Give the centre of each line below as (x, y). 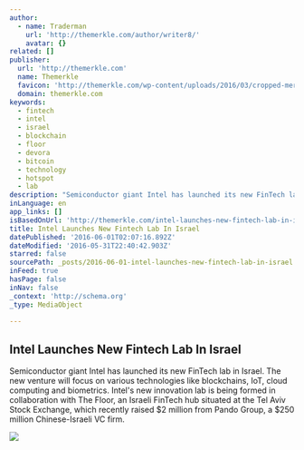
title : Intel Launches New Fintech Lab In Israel (105, 229)
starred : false (38, 254)
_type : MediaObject (46, 305)
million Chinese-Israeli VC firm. (67, 419)
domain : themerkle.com (60, 93)
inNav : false (34, 288)
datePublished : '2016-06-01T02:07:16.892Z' (93, 237)
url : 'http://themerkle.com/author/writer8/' (113, 34)
